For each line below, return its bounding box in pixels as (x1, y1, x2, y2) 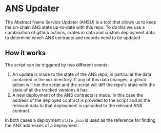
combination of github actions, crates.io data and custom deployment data (5, 29, 155, 35)
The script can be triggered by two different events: (5, 62, 109, 67)
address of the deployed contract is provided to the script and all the (12, 97, 150, 103)
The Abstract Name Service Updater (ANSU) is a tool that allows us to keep (5, 19, 157, 25)
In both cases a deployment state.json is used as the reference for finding (5, 117, 156, 123)
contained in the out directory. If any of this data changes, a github (12, 76, 146, 82)
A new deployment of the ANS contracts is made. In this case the (12, 92, 143, 98)
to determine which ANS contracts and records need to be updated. (5, 35, 141, 41)
